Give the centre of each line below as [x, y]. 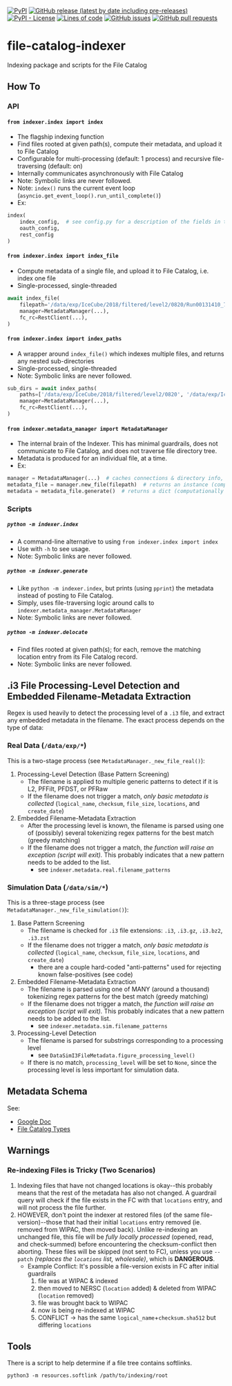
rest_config [37, 235]
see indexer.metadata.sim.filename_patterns [103, 1026]
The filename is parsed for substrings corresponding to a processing [125, 1041]
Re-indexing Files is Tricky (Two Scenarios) [81, 1171]
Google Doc [34, 1122]
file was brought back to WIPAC [83, 1302]
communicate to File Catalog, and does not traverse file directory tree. [117, 451]
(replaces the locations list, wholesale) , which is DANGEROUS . [125, 1259]
